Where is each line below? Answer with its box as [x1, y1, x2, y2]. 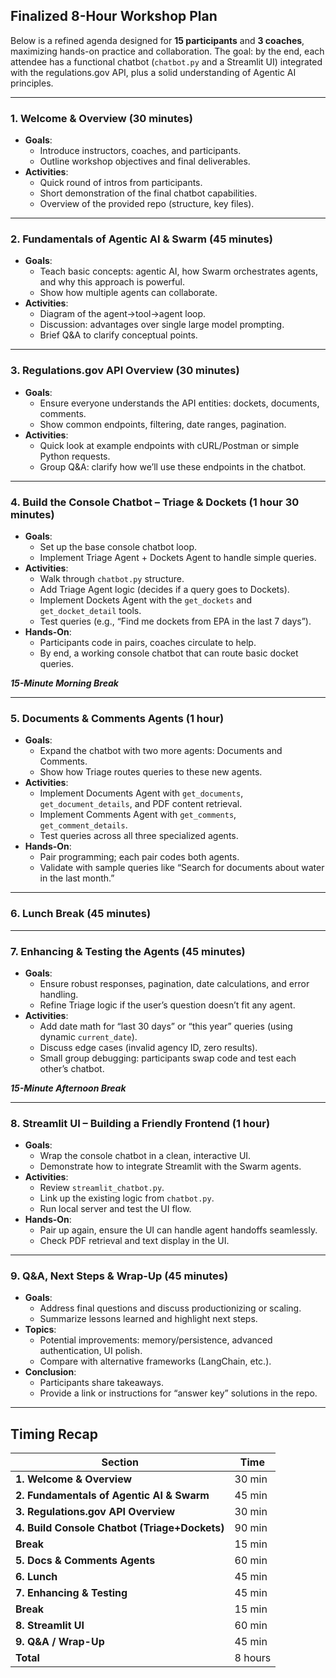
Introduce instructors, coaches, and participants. [39, 145, 242, 157]
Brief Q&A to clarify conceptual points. [39, 329, 198, 341]
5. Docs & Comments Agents [15, 1554, 156, 1568]
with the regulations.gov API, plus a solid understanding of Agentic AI [10, 66, 297, 78]
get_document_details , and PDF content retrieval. [39, 798, 243, 810]
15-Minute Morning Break [10, 677, 119, 689]
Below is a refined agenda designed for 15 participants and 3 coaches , [10, 34, 305, 46]
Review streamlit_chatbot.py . [39, 1182, 165, 1194]
